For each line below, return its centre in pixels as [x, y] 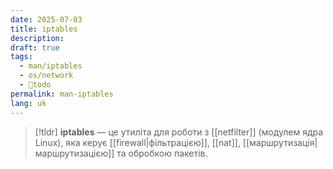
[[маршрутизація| [280, 142]
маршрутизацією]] [74, 153]
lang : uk [28, 103]
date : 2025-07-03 [46, 19]
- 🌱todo [35, 85]
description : [37, 38]
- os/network [46, 76]
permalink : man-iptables [62, 94]
